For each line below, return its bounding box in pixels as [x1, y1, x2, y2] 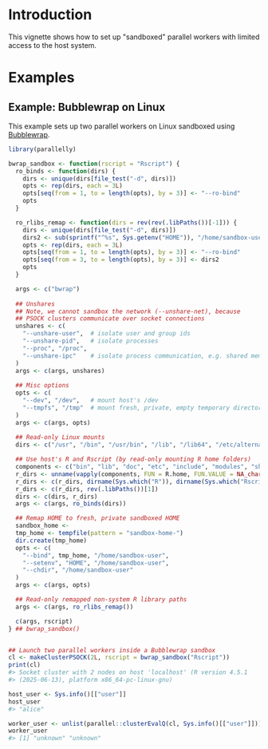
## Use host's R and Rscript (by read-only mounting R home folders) [15, 455, 251, 464]
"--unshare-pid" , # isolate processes [22, 337, 159, 345]
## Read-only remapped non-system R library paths [15, 596, 187, 604]
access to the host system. [8, 40, 97, 50]
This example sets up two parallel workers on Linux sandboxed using [8, 121, 235, 131]
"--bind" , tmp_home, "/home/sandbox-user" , [22, 551, 170, 560]
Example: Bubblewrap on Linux [8, 100, 166, 113]
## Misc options [15, 382, 69, 390]
